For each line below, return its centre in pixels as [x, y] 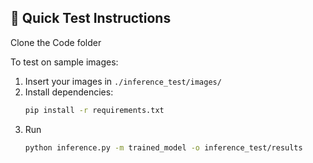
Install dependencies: [69, 92]
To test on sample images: [64, 62]
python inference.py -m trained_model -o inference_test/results [163, 147]
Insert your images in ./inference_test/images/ [123, 81]
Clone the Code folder [56, 42]
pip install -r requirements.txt [94, 110]
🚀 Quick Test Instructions [91, 18]
